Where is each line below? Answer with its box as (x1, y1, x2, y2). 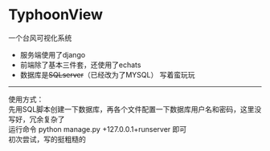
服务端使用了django (19, 50, 86, 59)
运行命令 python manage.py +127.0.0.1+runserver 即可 (8, 124, 187, 133)
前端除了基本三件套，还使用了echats (19, 60, 141, 70)
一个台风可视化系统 (8, 33, 72, 42)
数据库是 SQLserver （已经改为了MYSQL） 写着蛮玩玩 (19, 70, 195, 79)
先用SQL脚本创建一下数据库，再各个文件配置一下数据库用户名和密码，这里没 (8, 104, 262, 113)
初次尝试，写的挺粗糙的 (8, 134, 86, 144)
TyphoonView (8, 6, 103, 24)
